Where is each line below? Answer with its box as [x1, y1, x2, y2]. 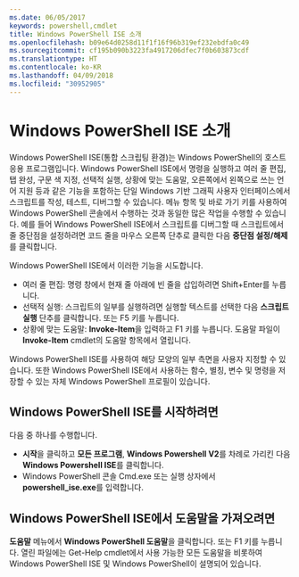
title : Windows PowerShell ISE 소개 [9, 29, 142, 38]
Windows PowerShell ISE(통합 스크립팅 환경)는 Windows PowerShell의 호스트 [9, 152, 287, 162]
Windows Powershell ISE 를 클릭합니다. [21, 460, 164, 471]
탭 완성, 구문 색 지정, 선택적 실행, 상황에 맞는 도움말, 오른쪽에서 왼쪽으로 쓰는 [9, 174, 275, 185]
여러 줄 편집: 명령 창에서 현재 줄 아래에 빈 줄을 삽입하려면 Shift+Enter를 [21, 278, 270, 290]
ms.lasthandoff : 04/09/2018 [9, 71, 114, 80]
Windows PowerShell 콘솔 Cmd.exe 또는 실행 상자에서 [21, 471, 216, 482]
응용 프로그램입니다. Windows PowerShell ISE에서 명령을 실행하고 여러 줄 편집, [9, 162, 287, 174]
